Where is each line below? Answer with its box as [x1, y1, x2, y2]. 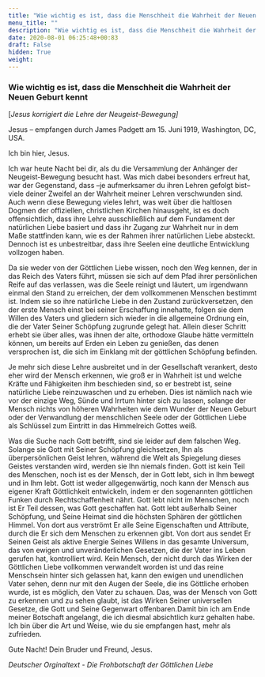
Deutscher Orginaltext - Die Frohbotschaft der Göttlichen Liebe [8, 660, 214, 670]
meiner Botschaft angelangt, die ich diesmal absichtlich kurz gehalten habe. [8, 613, 256, 622]
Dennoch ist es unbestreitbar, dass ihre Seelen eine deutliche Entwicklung [8, 239, 250, 249]
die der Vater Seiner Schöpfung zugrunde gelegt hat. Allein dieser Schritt [8, 322, 247, 332]
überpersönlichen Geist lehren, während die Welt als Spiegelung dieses [8, 453, 241, 463]
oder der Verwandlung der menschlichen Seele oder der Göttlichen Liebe [8, 412, 247, 423]
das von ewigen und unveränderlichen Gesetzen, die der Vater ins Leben [8, 546, 246, 555]
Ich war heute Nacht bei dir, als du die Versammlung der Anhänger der [8, 164, 238, 174]
